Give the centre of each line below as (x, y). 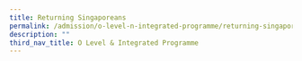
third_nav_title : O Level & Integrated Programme (104, 43)
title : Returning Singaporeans (68, 17)
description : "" (40, 34)
